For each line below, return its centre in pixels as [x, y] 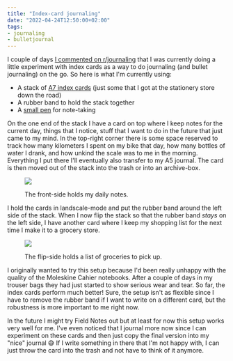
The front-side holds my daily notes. [77, 194]
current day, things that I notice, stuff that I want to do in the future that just [115, 131]
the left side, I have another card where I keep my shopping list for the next [115, 223]
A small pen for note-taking [56, 110]
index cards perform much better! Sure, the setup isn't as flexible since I [111, 293]
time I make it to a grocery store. [54, 230]
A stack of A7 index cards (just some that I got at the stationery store [116, 88]
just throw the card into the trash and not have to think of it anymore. [105, 351]
